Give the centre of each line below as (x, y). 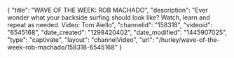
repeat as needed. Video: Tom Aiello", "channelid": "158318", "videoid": (110, 25)
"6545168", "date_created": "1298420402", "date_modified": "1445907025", (117, 32)
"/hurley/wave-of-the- (188, 40)
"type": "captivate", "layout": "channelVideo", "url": (81, 40)
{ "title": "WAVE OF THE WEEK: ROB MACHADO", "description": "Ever (108, 10)
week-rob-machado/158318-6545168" (62, 47)
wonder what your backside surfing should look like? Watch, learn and (109, 17)
